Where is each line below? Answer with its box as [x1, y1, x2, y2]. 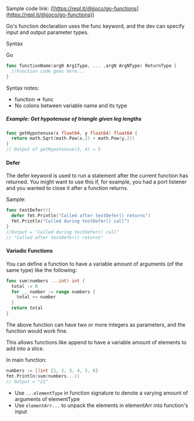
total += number [16, 294, 57, 300]
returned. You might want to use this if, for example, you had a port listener [6, 178, 187, 185]
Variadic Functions [6, 247, 53, 254]
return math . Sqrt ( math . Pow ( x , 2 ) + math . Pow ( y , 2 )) [11, 135, 135, 141]
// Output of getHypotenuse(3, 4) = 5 [6, 147, 101, 152]
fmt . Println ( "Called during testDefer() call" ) [11, 218, 130, 225]
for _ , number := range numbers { [11, 288, 96, 295]
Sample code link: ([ [6, 5, 55, 12]
